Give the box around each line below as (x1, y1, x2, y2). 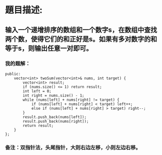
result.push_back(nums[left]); (23, 114, 87, 120)
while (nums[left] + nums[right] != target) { (23, 97, 120, 102)
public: (5, 71, 21, 76)
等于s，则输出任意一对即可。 (5, 44, 93, 52)
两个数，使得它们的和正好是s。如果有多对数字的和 (5, 35, 157, 43)
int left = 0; (23, 89, 52, 93)
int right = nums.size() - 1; (23, 93, 84, 98)
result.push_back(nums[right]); (23, 119, 89, 124)
